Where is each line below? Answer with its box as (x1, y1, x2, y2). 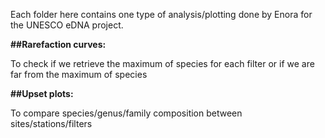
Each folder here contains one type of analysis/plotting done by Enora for (10, 9, 313, 20)
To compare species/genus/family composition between (10, 107, 243, 119)
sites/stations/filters (10, 118, 93, 129)
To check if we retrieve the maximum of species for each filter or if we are (10, 58, 315, 69)
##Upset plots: (10, 88, 74, 99)
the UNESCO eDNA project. (10, 19, 124, 31)
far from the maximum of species (10, 69, 148, 80)
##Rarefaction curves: (10, 39, 107, 50)
